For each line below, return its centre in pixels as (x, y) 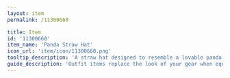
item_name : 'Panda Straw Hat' (50, 45)
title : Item (24, 32)
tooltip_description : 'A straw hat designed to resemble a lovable (105, 58)
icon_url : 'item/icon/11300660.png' (59, 51)
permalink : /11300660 (38, 20)
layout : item (26, 13)
